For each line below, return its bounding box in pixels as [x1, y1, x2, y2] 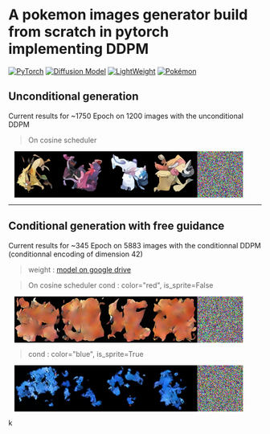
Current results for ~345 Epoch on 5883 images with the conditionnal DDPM [8, 240, 261, 250]
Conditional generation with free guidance [8, 219, 225, 233]
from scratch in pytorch [8, 23, 170, 41]
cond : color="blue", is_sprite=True [27, 349, 144, 358]
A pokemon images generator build [8, 6, 248, 24]
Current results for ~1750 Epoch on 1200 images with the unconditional [8, 111, 243, 121]
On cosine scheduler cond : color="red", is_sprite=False [27, 280, 214, 290]
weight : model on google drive [27, 264, 131, 274]
